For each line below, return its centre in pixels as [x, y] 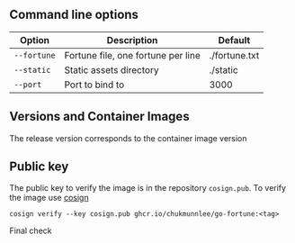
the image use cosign [49, 198]
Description [132, 40]
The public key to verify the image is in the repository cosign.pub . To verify [147, 188]
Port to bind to [94, 85]
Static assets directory [112, 69]
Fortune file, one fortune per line [132, 55]
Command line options [74, 15]
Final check [31, 231]
